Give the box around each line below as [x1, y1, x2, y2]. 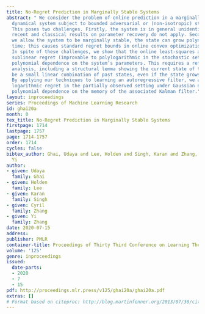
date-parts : [12, 265, 43, 271]
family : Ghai [12, 173, 45, 180]
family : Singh [12, 196, 48, 202]
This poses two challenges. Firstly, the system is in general [12, 26, 176, 32]
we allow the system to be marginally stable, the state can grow [12, 37, 184, 43]
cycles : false [6, 145, 43, 152]
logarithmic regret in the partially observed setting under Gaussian [12, 83, 195, 89]
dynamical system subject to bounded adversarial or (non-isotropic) [12, 20, 192, 26]
